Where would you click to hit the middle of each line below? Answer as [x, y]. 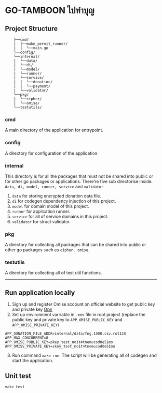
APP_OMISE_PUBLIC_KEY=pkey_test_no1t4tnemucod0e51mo [59, 342]
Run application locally [40, 293]
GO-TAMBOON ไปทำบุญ [50, 10]
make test [15, 387]
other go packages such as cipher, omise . [47, 250]
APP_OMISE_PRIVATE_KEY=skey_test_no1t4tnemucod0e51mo [60, 347]
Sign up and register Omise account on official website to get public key [83, 304]
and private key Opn [32, 309]
